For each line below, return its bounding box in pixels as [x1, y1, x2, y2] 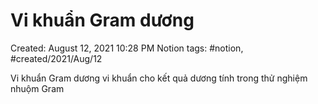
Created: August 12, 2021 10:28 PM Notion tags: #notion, [10, 42, 244, 54]
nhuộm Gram [10, 82, 65, 94]
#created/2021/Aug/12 [10, 52, 103, 64]
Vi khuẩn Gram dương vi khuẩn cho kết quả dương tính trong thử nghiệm [10, 72, 308, 84]
